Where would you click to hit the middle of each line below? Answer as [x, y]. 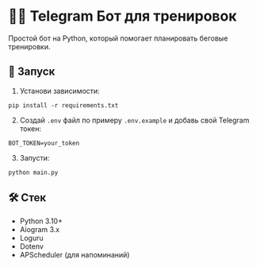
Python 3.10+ [41, 221]
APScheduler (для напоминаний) [75, 254]
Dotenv [31, 246]
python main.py [33, 172]
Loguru [31, 238]
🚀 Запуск [32, 72]
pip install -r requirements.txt [63, 105]
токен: [31, 128]
